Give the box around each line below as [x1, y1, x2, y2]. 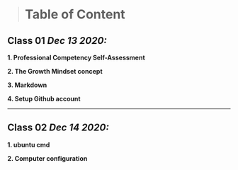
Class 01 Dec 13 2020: [7, 35, 108, 47]
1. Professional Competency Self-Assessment [7, 53, 145, 62]
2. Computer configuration [7, 154, 88, 162]
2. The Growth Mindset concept [7, 67, 103, 75]
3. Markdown [7, 81, 47, 89]
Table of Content [24, 6, 125, 23]
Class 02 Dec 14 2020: [7, 122, 110, 134]
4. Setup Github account [7, 95, 81, 103]
